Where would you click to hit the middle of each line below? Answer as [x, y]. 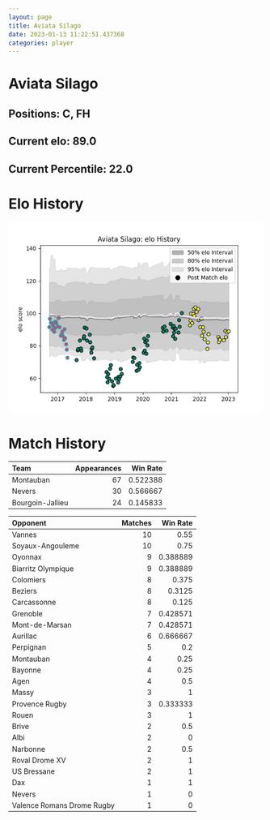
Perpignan [29, 647]
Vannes [24, 535]
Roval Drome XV [39, 760]
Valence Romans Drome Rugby [63, 805]
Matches [137, 522]
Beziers [25, 591]
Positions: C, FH [49, 114]
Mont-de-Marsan [42, 625]
